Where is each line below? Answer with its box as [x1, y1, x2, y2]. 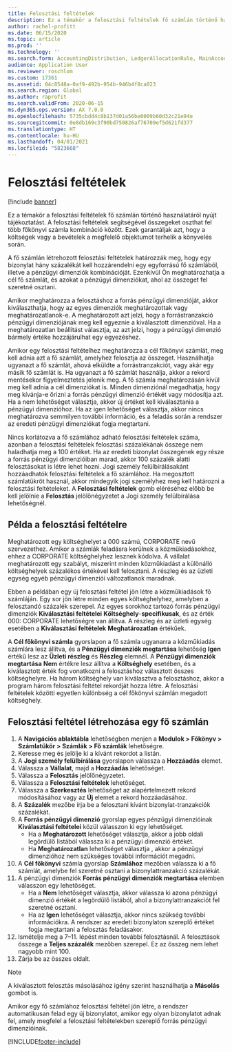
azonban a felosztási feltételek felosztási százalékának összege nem [8, 440, 204, 449]
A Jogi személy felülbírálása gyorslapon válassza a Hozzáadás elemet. [17, 757, 223, 765]
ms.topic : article [8, 36, 61, 43]
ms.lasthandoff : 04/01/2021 [8, 139, 89, 146]
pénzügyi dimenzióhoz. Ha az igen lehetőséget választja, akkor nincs [8, 405, 204, 413]
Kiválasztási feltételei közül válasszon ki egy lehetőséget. [17, 822, 184, 830]
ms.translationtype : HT [8, 126, 76, 133]
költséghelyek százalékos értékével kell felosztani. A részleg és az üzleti [8, 567, 213, 575]
